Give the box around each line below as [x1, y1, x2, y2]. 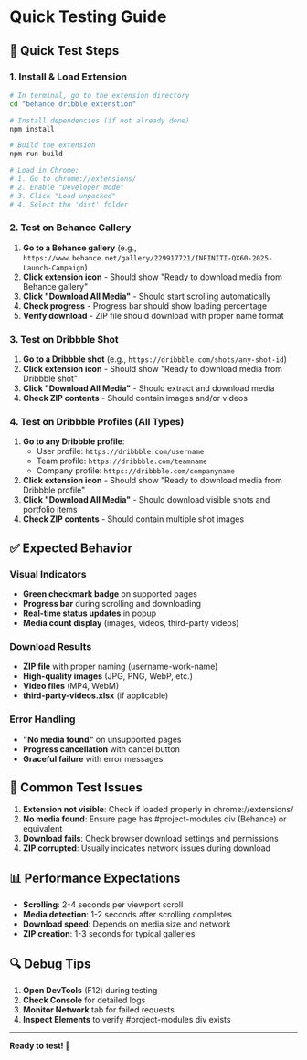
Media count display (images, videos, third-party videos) [22, 618, 239, 629]
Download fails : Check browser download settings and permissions [22, 833, 279, 844]
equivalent [22, 823, 63, 834]
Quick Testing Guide [9, 6, 167, 27]
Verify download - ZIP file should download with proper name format [22, 310, 285, 321]
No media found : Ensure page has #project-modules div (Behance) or [22, 813, 287, 824]
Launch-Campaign [22, 263, 85, 272]
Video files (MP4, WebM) [22, 681, 120, 692]
